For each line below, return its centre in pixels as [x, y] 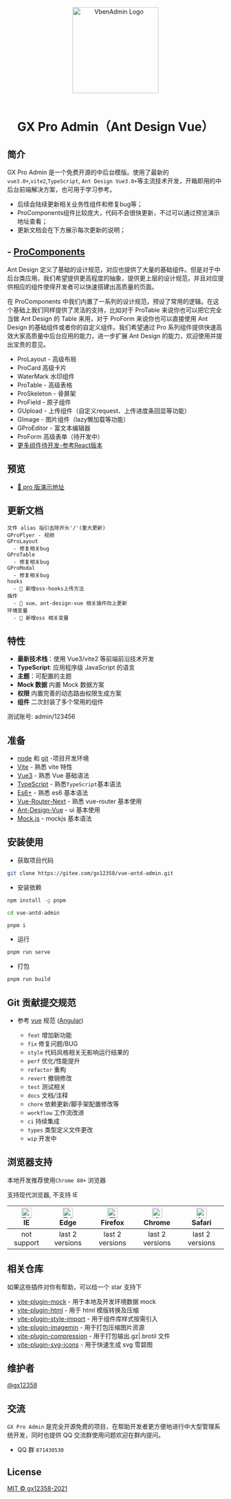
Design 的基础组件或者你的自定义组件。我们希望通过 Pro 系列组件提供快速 [112, 327]
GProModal [21, 568]
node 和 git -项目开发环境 [53, 758]
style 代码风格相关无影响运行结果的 [78, 1052]
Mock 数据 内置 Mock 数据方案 [60, 685]
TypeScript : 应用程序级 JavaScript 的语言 [76, 668]
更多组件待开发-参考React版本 [60, 445]
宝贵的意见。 [31, 344]
